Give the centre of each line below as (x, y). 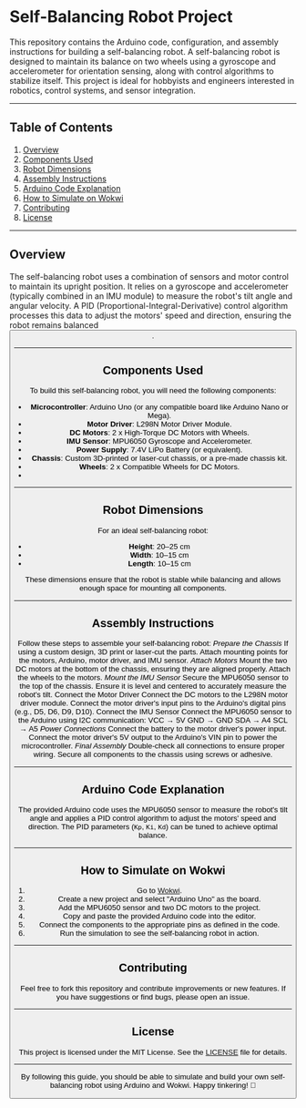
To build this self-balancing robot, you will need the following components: (153, 390)
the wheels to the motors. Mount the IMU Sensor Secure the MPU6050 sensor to (153, 677)
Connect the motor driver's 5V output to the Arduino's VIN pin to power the (153, 738)
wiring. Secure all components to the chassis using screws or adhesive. (153, 755)
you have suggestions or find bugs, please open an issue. (153, 997)
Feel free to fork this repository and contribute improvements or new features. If (153, 989)
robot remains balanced (54, 324)
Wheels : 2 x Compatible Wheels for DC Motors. (159, 467)
